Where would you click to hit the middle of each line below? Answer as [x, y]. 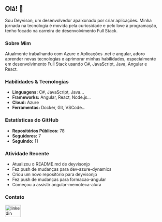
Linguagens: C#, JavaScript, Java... [48, 92]
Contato [15, 197]
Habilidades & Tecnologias [37, 82]
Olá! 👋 [14, 9]
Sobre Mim [18, 43]
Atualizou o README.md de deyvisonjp [51, 164]
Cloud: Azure [25, 103]
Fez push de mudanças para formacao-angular [59, 179]
